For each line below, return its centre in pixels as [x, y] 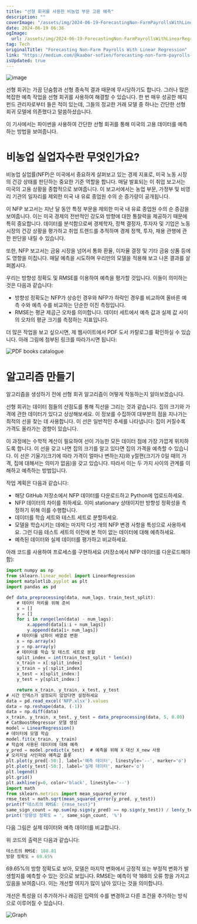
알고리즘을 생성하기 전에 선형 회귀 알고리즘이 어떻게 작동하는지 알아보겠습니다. [95, 394]
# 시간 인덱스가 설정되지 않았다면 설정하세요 [52, 695]
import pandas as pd [31, 587]
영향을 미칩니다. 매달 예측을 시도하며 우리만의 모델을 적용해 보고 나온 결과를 [98, 258]
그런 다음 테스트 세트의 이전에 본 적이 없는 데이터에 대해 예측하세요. [99, 532]
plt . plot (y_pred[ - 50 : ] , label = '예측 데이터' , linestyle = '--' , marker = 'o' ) [96, 761]
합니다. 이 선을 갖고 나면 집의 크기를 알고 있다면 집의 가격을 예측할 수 [95, 448]
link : [13, 55]
